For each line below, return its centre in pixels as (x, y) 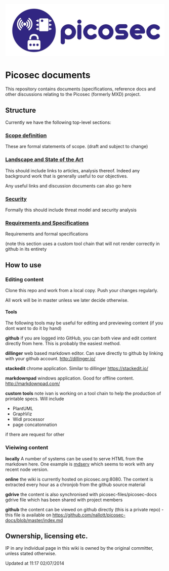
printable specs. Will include (35, 399)
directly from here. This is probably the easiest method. (63, 344)
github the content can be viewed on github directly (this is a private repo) (83, 509)
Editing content (25, 279)
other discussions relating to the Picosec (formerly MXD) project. (73, 94)
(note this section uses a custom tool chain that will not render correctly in (82, 244)
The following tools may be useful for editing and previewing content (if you (84, 323)
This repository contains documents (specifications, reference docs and (80, 89)
